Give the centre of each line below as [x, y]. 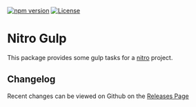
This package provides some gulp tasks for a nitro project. [90, 57]
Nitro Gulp [37, 39]
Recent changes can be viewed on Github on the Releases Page [98, 96]
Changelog [31, 79]
